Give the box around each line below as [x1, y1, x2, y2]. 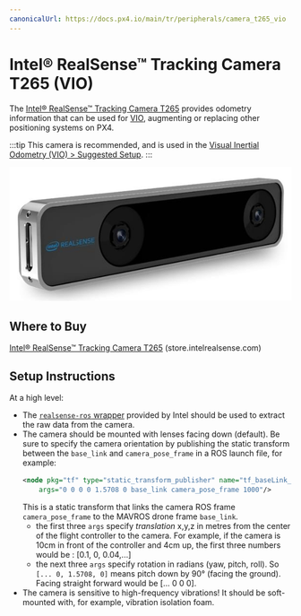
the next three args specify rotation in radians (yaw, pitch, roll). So [35, 559, 279, 569]
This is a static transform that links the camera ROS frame [21, 501, 236, 512]
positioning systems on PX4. [9, 122, 115, 133]
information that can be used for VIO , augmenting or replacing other [9, 112, 261, 123]
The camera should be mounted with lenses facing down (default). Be [21, 429, 280, 439]
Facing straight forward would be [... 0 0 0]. [35, 577, 197, 588]
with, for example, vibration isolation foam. [57, 596, 215, 607]
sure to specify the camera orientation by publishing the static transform [21, 438, 290, 449]
